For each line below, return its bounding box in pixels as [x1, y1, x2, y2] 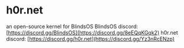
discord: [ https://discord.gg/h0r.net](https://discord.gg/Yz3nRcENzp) [6, 35, 175, 42]
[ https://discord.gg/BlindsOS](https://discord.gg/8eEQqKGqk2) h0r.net [6, 29, 178, 36]
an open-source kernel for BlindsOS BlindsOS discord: [6, 23, 139, 30]
